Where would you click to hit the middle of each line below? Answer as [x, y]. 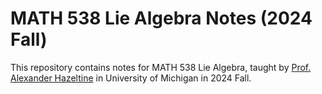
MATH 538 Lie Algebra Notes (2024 [161, 18]
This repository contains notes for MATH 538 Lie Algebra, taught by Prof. [161, 67]
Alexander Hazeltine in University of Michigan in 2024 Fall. [131, 78]
